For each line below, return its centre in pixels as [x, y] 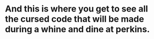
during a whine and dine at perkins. [77, 29]
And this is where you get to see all [77, 9]
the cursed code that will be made [75, 19]
